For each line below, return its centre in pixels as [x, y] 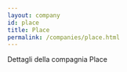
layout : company [34, 15]
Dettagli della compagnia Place [57, 59]
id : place [24, 23]
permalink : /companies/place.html [64, 37]
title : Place [29, 30]
